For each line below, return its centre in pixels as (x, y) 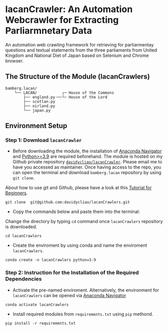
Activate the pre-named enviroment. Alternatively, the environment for (86, 290)
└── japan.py (37, 110)
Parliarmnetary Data (49, 31)
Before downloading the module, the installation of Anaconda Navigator (87, 151)
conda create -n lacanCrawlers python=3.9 (51, 260)
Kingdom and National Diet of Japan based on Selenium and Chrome (77, 55)
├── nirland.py (39, 106)
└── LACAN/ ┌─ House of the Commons (64, 93)
